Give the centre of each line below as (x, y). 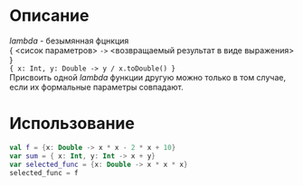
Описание (49, 16)
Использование (72, 124)
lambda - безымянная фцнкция (69, 41)
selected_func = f (44, 172)
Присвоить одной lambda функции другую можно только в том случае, (148, 77)
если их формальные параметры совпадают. (96, 87)
